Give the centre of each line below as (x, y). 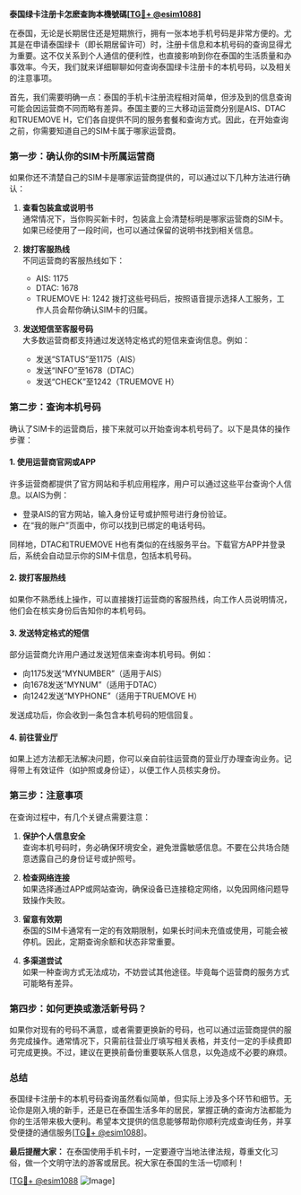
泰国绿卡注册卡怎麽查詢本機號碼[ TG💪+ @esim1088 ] (105, 14)
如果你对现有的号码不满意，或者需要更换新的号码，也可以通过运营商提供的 (146, 1030)
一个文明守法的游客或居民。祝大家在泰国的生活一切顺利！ (138, 1163)
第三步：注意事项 (46, 795)
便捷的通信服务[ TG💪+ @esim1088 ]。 (84, 1133)
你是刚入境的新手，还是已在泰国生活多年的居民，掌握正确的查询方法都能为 (154, 1110)
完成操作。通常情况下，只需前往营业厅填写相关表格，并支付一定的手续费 (150, 1041)
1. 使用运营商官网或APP (53, 462)
